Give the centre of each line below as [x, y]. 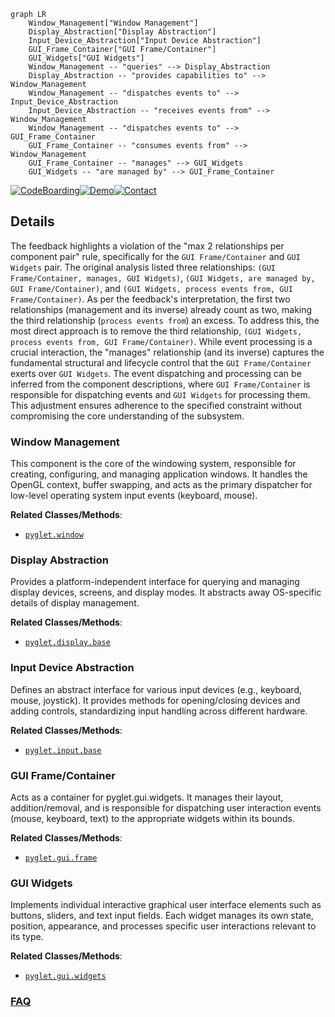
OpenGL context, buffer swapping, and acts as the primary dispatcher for [161, 485]
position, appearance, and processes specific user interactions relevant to [163, 926]
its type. [27, 937]
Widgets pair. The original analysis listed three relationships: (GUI [143, 267]
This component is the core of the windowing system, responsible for [153, 464]
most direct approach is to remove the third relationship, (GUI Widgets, [156, 331]
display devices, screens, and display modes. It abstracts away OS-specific [166, 592]
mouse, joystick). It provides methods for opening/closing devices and [155, 700]
